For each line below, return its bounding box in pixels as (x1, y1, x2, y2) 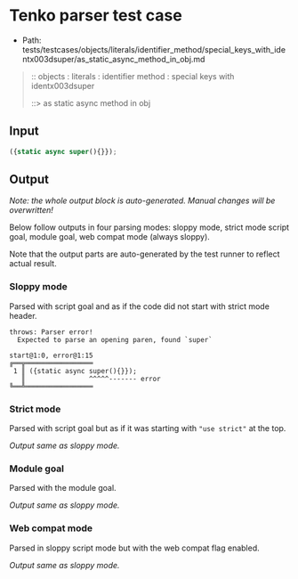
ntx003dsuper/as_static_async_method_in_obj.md (21, 53, 205, 64)
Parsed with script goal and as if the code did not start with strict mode (9, 300, 270, 312)
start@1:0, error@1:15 (9, 351, 93, 360)
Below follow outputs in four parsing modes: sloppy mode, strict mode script (9, 222, 290, 232)
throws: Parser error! (9, 327, 93, 337)
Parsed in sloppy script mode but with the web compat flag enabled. (9, 542, 260, 553)
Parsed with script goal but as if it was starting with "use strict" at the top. (9, 423, 286, 434)
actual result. (9, 258, 57, 269)
